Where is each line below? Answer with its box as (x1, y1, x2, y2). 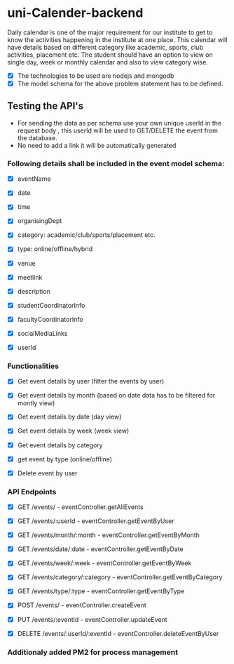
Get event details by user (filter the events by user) (17, 377, 165, 386)
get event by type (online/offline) (17, 454, 113, 463)
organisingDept (17, 217, 62, 225)
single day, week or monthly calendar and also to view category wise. (7, 57, 209, 66)
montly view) (17, 399, 55, 407)
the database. (17, 133, 57, 142)
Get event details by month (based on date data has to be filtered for (17, 391, 216, 400)
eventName (17, 175, 51, 183)
